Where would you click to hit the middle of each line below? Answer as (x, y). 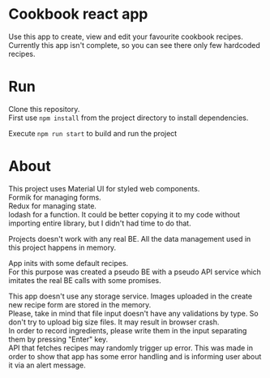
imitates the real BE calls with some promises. (85, 280)
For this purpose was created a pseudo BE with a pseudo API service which (135, 272)
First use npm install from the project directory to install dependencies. (129, 118)
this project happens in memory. (62, 247)
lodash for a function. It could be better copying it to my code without (124, 214)
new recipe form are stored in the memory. (80, 304)
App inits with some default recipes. (69, 263)
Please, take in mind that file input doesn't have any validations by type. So (133, 313)
